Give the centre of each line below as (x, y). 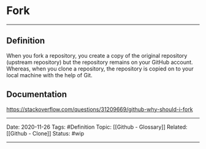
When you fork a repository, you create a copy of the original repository (97, 55)
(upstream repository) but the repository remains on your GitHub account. (100, 62)
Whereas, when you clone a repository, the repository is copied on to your (100, 69)
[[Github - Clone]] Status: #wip (45, 133)
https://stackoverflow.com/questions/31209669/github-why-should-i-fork (100, 109)
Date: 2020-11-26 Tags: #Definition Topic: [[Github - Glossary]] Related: (97, 127)
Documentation (37, 95)
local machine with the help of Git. (50, 75)
